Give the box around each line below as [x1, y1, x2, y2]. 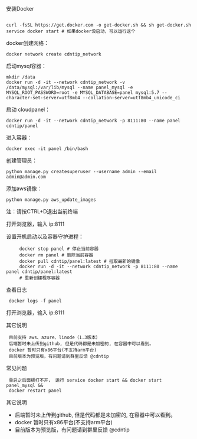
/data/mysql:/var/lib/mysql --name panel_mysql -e [6, 84, 133, 90]
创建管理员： [6, 157, 37, 164]
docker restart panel [8, 388, 62, 394]
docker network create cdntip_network [6, 51, 101, 57]
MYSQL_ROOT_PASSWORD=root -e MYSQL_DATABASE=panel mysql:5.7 [6, 90, 160, 96]
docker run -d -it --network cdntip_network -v [6, 79, 126, 85]
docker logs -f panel [8, 298, 62, 304]
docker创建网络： [6, 40, 49, 46]
